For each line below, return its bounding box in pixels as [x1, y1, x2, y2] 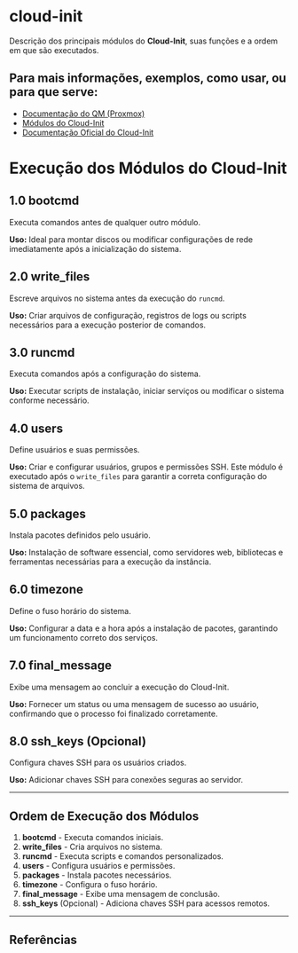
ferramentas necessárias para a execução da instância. [9, 556, 212, 567]
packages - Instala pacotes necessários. [21, 870, 172, 880]
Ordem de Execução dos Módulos [9, 808, 200, 823]
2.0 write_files [9, 269, 90, 285]
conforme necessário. [9, 395, 90, 406]
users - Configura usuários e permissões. [21, 861, 176, 871]
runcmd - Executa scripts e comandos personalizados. [21, 851, 224, 862]
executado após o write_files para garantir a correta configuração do [9, 471, 268, 482]
